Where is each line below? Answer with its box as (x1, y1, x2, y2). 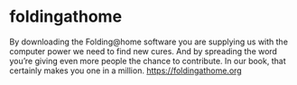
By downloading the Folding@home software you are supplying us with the (9, 36, 289, 47)
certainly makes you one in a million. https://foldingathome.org (9, 65, 242, 76)
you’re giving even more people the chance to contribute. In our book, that (9, 55, 286, 66)
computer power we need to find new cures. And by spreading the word (9, 45, 278, 56)
